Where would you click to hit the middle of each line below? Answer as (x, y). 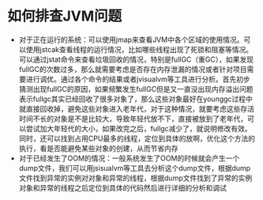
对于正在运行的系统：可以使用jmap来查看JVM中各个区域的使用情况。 (131, 40)
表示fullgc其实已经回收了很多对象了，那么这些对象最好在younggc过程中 (136, 99)
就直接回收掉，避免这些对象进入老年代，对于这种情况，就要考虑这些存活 (136, 108)
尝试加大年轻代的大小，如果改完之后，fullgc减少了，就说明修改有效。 (139, 128)
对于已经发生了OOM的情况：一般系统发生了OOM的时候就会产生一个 (129, 158)
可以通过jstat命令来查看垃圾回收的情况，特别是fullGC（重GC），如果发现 (136, 59)
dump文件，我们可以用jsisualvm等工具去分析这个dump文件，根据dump (135, 168)
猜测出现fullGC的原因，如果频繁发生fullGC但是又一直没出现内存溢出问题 (136, 89)
